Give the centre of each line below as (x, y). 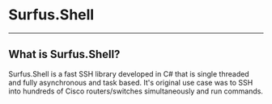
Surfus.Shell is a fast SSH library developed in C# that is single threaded (129, 73)
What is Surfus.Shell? (64, 54)
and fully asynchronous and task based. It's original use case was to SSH (131, 82)
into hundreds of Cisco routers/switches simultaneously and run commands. (136, 91)
